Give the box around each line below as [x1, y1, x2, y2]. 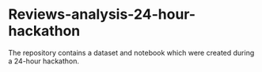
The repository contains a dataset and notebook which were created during [8, 48, 255, 57]
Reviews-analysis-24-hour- [8, 5, 196, 23]
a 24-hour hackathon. [8, 56, 80, 66]
